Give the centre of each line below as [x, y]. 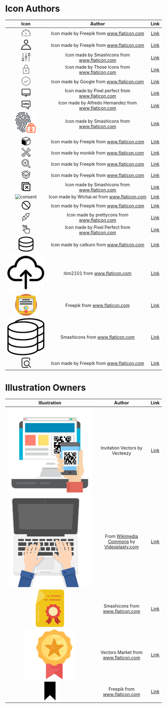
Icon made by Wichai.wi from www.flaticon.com [98, 197]
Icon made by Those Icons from [98, 67]
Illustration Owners [45, 388]
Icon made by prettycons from [98, 215]
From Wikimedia [122, 536]
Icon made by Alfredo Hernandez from [98, 103]
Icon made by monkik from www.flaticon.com [98, 153]
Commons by [122, 541]
